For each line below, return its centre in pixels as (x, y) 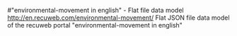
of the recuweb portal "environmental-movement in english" (95, 25)
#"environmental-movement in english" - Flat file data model (96, 10)
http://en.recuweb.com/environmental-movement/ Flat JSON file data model (118, 18)
